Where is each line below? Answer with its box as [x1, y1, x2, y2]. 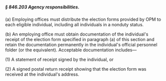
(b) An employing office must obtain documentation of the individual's [5, 31, 149, 37]
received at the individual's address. [5, 71, 80, 77]
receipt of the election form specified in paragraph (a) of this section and [5, 36, 155, 42]
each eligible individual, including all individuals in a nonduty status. [5, 21, 144, 27]
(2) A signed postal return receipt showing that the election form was [5, 66, 147, 72]
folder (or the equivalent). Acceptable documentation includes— [5, 47, 137, 53]
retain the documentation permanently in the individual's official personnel [5, 41, 158, 47]
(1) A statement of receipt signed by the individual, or [5, 56, 114, 62]
